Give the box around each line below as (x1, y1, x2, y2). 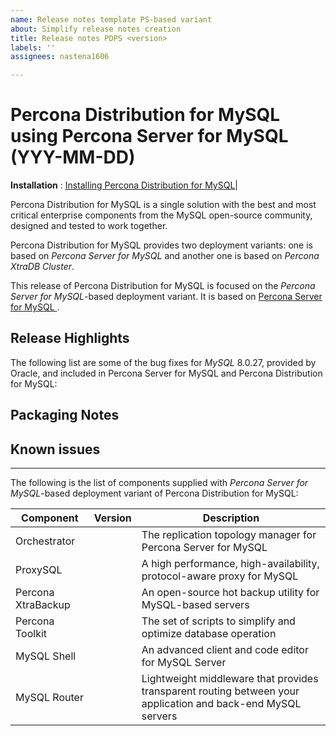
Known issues (10, 441, 101, 458)
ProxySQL (15, 563, 63, 577)
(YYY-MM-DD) (10, 146, 136, 169)
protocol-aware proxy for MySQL (141, 569, 299, 583)
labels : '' (10, 42, 56, 53)
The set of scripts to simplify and (141, 614, 296, 628)
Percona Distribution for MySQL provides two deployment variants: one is (10, 239, 313, 251)
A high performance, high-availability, (141, 557, 320, 571)
